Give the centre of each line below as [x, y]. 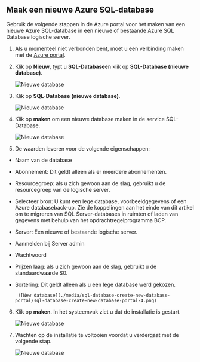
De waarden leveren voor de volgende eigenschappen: [82, 148]
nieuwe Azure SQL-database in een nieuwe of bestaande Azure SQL [90, 30]
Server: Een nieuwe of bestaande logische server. [76, 232]
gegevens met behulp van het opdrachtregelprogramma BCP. [90, 220]
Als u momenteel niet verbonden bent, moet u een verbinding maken [99, 48]
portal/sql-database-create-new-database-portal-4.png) [86, 300]
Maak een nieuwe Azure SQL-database [80, 10]
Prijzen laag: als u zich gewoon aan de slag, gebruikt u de [86, 266]
